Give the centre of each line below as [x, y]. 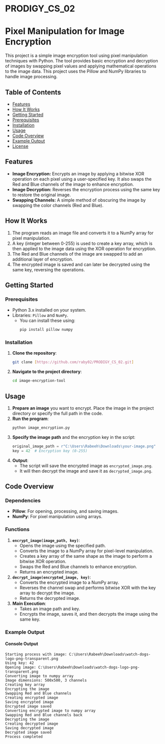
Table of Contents [33, 92]
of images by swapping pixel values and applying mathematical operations [81, 66]
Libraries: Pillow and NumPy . [40, 316]
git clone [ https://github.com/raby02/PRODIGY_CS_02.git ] [73, 362]
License [20, 146]
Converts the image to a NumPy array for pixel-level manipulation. [86, 551]
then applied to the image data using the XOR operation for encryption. [84, 249]
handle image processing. [31, 77]
